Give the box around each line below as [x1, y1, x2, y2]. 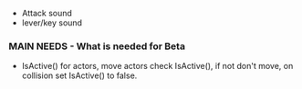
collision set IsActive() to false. [21, 70, 138, 81]
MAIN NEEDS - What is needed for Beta [8, 40, 186, 53]
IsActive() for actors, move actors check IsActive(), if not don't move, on [21, 61, 294, 72]
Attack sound [21, 8, 72, 18]
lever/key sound [21, 17, 83, 28]
